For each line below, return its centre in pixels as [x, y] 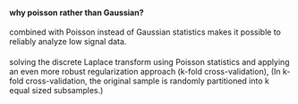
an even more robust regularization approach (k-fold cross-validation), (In [145, 71]
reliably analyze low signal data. [68, 42]
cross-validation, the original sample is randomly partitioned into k [148, 81]
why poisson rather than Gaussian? [77, 12]
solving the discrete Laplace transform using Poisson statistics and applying [149, 61]
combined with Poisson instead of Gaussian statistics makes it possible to [145, 32]
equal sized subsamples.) [56, 90]
